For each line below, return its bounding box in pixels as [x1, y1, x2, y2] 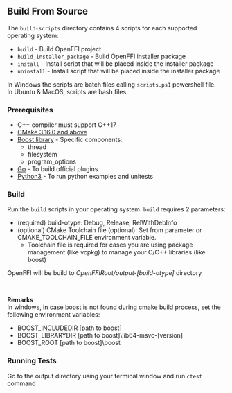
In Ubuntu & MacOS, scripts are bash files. [7, 87, 128, 96]
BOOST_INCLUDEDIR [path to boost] [17, 324, 123, 332]
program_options [27, 157, 76, 166]
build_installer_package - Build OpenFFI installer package [17, 52, 186, 60]
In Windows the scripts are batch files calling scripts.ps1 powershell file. [7, 80, 216, 89]
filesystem [27, 150, 57, 159]
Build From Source [7, 6, 89, 17]
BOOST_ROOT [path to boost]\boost [17, 339, 121, 347]
